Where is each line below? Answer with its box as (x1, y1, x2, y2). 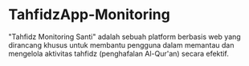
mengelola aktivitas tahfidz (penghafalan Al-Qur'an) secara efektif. (8, 49, 229, 58)
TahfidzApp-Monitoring (8, 6, 170, 24)
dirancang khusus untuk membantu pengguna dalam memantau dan (8, 40, 235, 49)
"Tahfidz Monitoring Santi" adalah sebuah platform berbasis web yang (8, 32, 241, 41)
